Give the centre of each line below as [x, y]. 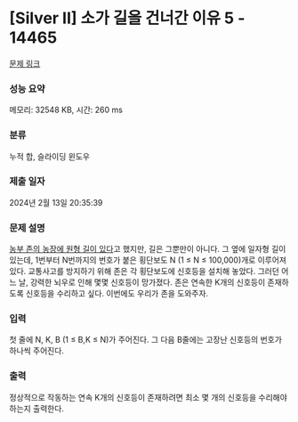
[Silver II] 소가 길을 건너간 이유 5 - [127, 18]
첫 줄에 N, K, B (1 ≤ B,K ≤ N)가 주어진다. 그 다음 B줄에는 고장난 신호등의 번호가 [146, 340]
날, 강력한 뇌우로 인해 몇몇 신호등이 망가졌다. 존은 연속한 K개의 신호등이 [142, 282]
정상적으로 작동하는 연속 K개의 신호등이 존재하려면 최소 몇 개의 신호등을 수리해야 [148, 397]
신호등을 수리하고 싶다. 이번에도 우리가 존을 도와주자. [117, 294]
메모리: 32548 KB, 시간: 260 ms [66, 110]
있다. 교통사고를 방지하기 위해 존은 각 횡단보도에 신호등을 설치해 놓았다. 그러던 [145, 272]
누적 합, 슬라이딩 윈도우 [50, 156]
